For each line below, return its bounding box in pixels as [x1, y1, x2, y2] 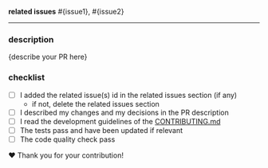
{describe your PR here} [8, 52, 88, 62]
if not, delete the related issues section [31, 99, 160, 108]
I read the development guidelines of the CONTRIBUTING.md [19, 116, 221, 126]
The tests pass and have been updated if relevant [19, 125, 183, 135]
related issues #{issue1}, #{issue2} [8, 7, 124, 16]
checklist [8, 72, 45, 83]
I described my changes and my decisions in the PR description [19, 107, 229, 117]
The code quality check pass [19, 135, 116, 144]
